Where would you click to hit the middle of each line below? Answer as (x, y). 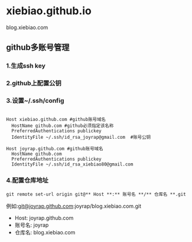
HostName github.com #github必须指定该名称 (63, 126)
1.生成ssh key (26, 66)
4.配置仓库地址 (27, 180)
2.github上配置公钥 (34, 83)
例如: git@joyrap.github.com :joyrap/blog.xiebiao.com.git (74, 206)
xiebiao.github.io (49, 11)
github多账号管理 (38, 48)
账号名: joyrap (32, 225)
